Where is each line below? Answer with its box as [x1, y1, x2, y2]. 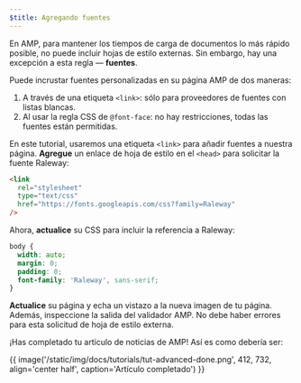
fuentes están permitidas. [22, 121, 118, 132]
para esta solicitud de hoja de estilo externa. [9, 319, 174, 330]
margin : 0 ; [17, 259, 59, 268]
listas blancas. [22, 101, 77, 113]
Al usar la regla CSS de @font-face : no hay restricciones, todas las [22, 111, 269, 122]
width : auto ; [17, 250, 67, 260]
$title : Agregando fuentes [9, 13, 111, 23]
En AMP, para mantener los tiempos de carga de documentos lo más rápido [9, 38, 290, 49]
